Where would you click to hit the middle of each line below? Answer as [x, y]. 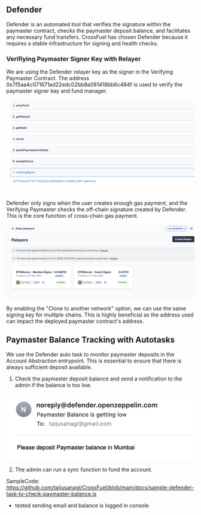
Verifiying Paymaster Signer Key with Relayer [74, 59]
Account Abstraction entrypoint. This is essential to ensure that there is [94, 361]
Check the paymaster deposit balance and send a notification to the [98, 379]
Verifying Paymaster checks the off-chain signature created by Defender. [96, 209]
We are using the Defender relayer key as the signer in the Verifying [90, 72]
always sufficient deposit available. [49, 367]
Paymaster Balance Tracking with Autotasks [91, 340]
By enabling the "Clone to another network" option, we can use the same [96, 308]
